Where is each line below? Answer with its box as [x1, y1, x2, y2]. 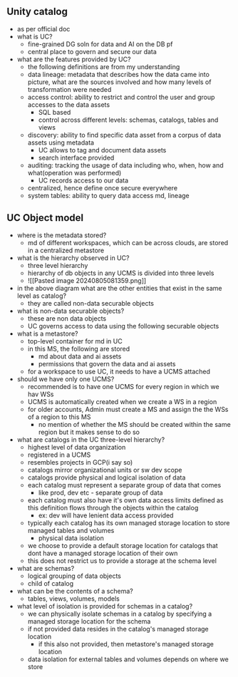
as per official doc [16, 24, 71, 33]
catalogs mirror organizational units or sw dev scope [27, 465, 182, 474]
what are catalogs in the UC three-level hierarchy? [16, 435, 165, 444]
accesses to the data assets [27, 100, 110, 109]
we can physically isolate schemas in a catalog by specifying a [27, 609, 212, 618]
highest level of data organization [27, 443, 126, 451]
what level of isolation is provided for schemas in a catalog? [16, 601, 193, 610]
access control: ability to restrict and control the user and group [27, 93, 215, 101]
